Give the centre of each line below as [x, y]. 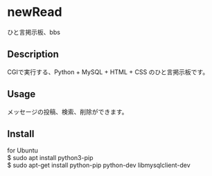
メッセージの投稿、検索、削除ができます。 [68, 112]
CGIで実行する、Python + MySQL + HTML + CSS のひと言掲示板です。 [108, 72]
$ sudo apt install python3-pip [50, 158]
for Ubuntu [23, 150]
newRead [35, 12]
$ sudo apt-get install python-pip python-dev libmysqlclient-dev [99, 165]
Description [33, 54]
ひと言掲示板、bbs [34, 32]
